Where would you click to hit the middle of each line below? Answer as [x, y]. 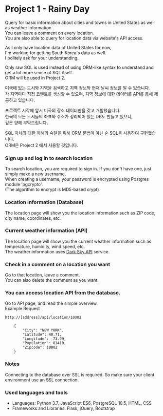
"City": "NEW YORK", [43, 331]
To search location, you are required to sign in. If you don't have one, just [78, 169]
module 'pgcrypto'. [24, 185]
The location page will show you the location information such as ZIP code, [80, 213]
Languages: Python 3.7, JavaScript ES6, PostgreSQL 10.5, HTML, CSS [82, 403]
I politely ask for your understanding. [42, 58]
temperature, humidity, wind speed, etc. [45, 246]
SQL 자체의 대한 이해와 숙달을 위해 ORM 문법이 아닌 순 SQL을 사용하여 [72, 133]
